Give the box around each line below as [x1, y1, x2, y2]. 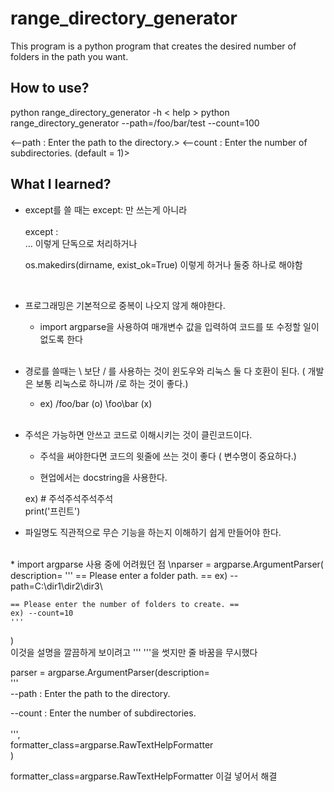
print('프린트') [24, 505, 81, 517]
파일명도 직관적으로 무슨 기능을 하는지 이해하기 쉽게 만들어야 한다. [24, 526, 282, 538]
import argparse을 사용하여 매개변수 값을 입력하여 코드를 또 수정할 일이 [39, 320, 320, 332]
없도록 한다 [39, 333, 83, 345]
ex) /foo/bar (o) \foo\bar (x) [39, 397, 153, 409]
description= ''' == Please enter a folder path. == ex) [10, 569, 228, 581]
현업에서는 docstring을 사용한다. [39, 471, 168, 483]
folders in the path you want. [10, 50, 129, 62]
